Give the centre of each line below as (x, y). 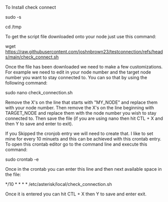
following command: (26, 83)
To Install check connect (31, 7)
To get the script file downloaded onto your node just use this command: (81, 37)
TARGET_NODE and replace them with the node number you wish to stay (81, 113)
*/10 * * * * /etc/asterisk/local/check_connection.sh (59, 184)
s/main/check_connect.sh (32, 57)
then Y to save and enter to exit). (39, 124)
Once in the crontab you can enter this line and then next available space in (83, 169)
